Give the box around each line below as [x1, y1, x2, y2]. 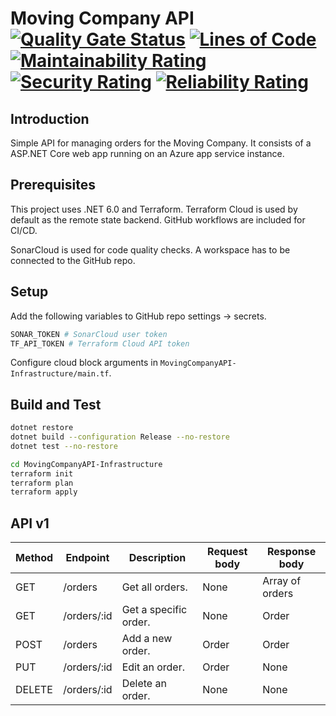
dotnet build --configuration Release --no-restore [10, 432, 230, 442]
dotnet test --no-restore [10, 441, 118, 451]
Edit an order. [121, 660, 186, 674]
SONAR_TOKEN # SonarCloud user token [10, 329, 168, 339]
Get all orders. [121, 580, 188, 594]
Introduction [10, 110, 90, 127]
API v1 [10, 515, 50, 532]
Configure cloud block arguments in [10, 357, 158, 369]
